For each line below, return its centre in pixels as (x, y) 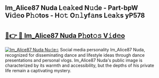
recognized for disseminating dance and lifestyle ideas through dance (75, 55)
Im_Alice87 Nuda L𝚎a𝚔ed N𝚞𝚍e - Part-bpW (72, 8)
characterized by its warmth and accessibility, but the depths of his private (79, 65)
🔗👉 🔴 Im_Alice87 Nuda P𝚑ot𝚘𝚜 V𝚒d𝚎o (65, 36)
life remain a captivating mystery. (38, 70)
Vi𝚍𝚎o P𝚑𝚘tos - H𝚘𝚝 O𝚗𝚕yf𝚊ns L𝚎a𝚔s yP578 (75, 16)
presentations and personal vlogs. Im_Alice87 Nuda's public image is (74, 60)
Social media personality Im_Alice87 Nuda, (103, 50)
